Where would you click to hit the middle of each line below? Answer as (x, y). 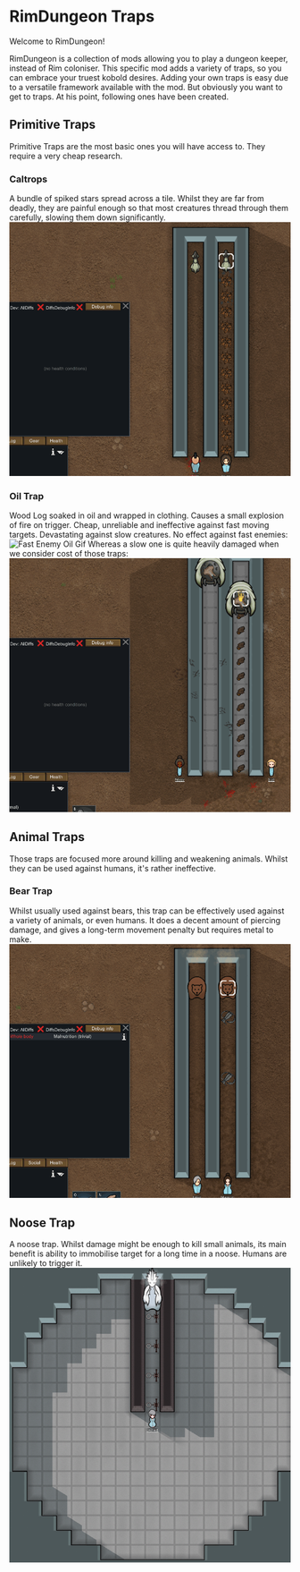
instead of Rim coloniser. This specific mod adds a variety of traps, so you (146, 68)
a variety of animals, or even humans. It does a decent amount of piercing (145, 920)
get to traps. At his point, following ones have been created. (119, 97)
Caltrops (29, 179)
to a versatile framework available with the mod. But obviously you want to (146, 87)
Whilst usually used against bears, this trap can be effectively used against (147, 911)
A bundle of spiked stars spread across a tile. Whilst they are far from (137, 199)
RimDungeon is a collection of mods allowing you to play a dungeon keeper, (149, 58)
